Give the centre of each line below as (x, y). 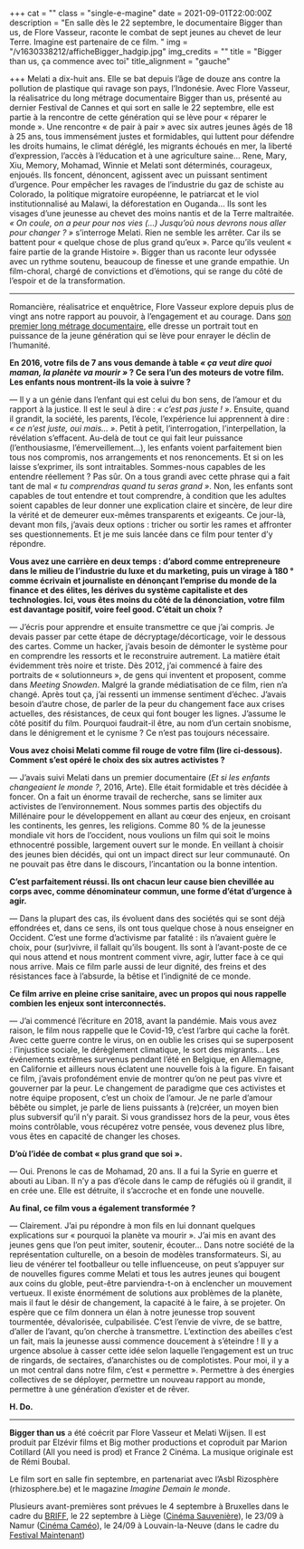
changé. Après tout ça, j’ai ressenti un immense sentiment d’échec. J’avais (148, 694)
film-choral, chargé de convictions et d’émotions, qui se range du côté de (146, 271)
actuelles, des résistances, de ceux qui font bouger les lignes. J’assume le (148, 713)
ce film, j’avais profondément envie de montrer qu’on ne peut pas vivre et (146, 1078)
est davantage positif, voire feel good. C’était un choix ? (116, 609)
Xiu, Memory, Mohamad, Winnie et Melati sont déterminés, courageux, (141, 165)
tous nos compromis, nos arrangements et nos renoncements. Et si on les (147, 457)
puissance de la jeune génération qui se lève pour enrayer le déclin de (140, 335)
